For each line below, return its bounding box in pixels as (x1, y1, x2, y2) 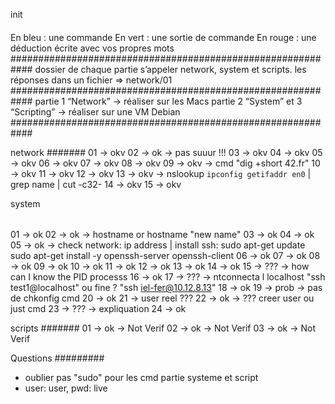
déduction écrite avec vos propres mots (10, 42, 175, 54)
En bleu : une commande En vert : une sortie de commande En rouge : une (10, 31, 317, 43)
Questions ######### (10, 352, 105, 364)
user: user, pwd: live (24, 382, 108, 394)
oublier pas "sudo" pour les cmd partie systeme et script (24, 372, 259, 384)
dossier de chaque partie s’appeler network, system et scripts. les (34, 63, 307, 75)
